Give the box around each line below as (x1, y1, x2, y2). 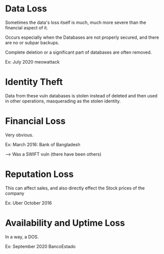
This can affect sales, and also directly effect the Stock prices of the (5, 185, 145, 191)
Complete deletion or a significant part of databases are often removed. (5, 49, 152, 55)
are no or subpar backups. (5, 39, 60, 45)
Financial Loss (5, 115, 66, 127)
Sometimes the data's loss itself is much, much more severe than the (5, 19, 147, 25)
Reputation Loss (5, 169, 74, 179)
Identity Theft (5, 77, 63, 87)
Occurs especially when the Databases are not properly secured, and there (5, 34, 159, 40)
